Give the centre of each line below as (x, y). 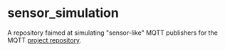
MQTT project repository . (45, 40)
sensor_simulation (63, 13)
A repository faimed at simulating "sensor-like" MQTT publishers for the (113, 33)
